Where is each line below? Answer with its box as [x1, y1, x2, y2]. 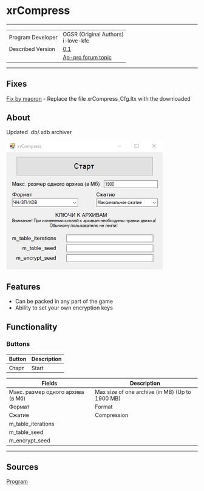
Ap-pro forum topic [63, 54, 112, 61]
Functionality [6, 322, 58, 332]
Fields [41, 379, 58, 387]
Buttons [6, 340, 30, 348]
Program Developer [8, 34, 58, 41]
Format [95, 403, 113, 410]
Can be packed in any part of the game [15, 298, 114, 305]
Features [6, 282, 41, 292]
